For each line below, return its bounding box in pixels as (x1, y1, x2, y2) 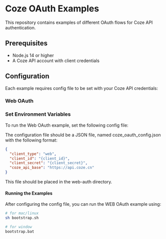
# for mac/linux (5, 211, 39, 216)
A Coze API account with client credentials (12, 58, 100, 64)
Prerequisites (5, 39, 48, 48)
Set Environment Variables (5, 111, 71, 118)
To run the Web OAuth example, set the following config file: (5, 122, 129, 128)
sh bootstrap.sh (5, 216, 39, 221)
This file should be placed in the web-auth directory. (5, 179, 113, 185)
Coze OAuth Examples (5, 3, 99, 14)
